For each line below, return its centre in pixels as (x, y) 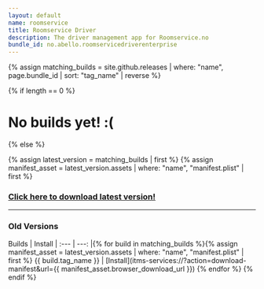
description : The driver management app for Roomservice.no (109, 37)
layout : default (35, 15)
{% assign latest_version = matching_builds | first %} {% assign (111, 160)
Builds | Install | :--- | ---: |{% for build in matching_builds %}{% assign (123, 243)
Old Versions (33, 227)
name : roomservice (38, 23)
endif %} (22, 277)
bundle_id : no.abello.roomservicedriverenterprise (93, 45)
